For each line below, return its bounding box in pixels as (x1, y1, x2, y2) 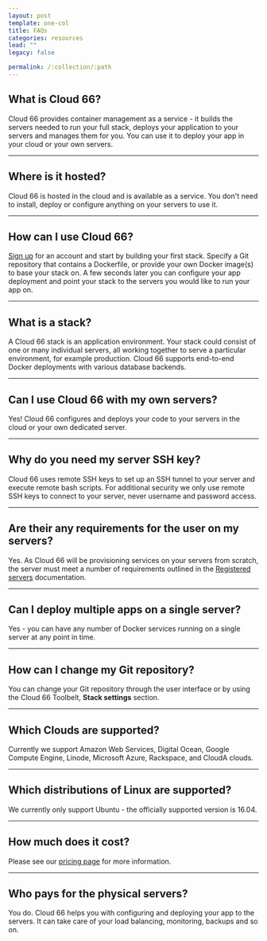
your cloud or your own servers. (8, 139, 114, 148)
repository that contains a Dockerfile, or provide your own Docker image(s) (8, 260, 254, 270)
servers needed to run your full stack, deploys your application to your (8, 122, 239, 132)
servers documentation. (8, 572, 87, 582)
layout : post (8, 11, 52, 20)
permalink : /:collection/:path (8, 63, 112, 72)
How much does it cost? (8, 835, 130, 849)
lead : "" (8, 41, 37, 49)
